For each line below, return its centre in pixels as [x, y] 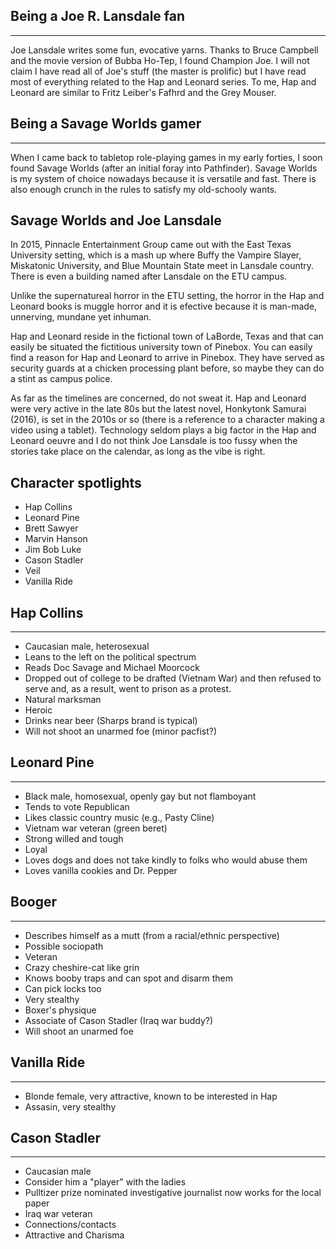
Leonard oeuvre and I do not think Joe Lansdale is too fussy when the [154, 441]
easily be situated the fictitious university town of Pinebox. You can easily [161, 347]
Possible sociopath [64, 946]
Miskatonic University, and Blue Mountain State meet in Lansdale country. [162, 266]
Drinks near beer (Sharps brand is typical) [111, 721]
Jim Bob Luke [53, 550]
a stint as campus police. [61, 379]
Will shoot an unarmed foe [79, 1031]
